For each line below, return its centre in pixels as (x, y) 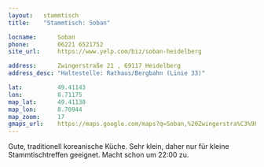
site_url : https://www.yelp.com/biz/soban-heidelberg (105, 52)
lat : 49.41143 (47, 87)
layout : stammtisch (44, 15)
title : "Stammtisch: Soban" (59, 23)
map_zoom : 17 (37, 117)
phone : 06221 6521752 (56, 44)
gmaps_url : (26, 124)
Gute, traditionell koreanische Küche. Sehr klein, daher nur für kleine (119, 147)
